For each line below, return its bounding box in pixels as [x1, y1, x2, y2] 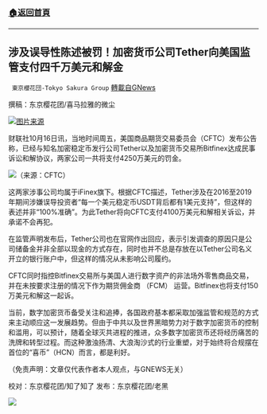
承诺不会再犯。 [8, 217, 57, 227]
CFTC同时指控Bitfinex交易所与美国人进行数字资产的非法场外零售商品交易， [8, 271, 253, 280]
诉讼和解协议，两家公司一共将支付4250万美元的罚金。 [8, 154, 186, 163]
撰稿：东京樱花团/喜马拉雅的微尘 [8, 100, 116, 109]
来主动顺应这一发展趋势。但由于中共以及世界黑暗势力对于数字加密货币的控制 [8, 318, 259, 327]
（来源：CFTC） [16, 170, 70, 180]
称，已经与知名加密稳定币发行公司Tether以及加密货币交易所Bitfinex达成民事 [8, 143, 256, 153]
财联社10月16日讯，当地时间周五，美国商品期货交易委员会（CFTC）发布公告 [8, 134, 257, 143]
